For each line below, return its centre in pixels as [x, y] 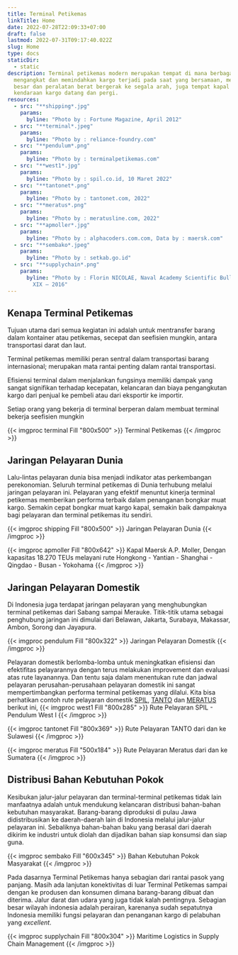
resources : [23, 100]
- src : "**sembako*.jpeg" [52, 245]
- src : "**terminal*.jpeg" [53, 126]
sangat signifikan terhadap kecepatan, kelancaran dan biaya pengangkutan [117, 388]
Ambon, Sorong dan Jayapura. [52, 627]
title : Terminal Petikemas [47, 14]
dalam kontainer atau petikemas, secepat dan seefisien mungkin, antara [112, 338]
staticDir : [23, 60]
